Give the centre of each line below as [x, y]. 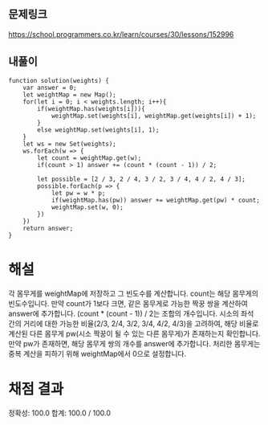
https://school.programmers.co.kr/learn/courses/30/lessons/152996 [121, 34]
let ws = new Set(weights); [69, 144]
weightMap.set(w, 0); [87, 207]
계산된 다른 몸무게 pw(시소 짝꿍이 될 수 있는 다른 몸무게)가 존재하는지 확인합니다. [134, 333]
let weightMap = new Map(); [69, 95]
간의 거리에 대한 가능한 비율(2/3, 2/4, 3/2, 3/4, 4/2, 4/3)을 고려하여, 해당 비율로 [134, 323]
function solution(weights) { [59, 80]
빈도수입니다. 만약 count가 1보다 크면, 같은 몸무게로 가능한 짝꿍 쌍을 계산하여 [128, 303]
